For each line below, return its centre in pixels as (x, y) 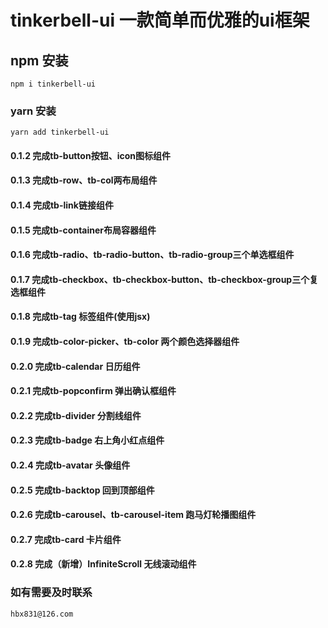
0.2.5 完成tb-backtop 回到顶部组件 (82, 490)
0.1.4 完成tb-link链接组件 (62, 205)
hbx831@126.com (42, 614)
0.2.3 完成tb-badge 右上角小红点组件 (87, 440)
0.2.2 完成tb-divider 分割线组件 (76, 415)
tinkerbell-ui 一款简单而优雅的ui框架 (160, 20)
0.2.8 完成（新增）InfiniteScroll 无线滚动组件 (103, 564)
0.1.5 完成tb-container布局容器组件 (83, 230)
